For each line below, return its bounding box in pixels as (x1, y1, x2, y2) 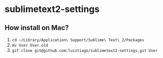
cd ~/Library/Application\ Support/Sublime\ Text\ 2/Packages (11, 37, 144, 42)
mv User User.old (11, 43, 48, 48)
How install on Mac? (4, 23, 69, 32)
